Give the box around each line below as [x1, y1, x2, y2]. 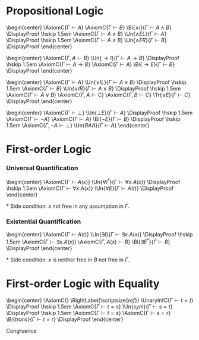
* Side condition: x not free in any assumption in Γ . [6, 202, 129, 210]
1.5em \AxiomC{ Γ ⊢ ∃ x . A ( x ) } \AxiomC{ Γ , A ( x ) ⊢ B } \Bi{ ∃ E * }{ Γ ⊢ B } [6, 237, 170, 245]
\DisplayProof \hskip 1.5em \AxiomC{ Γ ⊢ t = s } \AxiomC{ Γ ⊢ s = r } [6, 309, 171, 316]
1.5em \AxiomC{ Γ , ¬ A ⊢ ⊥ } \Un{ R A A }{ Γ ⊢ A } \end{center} [6, 121, 150, 129]
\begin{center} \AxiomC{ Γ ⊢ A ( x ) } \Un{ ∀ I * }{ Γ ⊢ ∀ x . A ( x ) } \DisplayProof [6, 177, 181, 186]
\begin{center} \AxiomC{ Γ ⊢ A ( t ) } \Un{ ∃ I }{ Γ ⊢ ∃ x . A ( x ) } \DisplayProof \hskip [6, 231, 193, 238]
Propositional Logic [6, 4, 104, 18]
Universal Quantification [6, 164, 78, 172]
